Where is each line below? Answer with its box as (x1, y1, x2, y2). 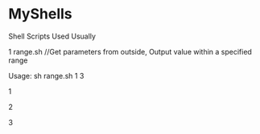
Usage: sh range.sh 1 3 (8, 71, 85, 80)
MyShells (8, 5, 72, 23)
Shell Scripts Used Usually (8, 31, 97, 41)
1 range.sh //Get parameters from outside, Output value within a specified (8, 47, 252, 56)
